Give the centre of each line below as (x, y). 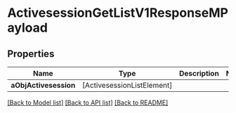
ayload (27, 28)
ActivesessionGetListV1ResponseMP (118, 13)
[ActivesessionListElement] (127, 85)
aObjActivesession (43, 85)
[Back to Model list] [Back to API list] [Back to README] (88, 102)
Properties (31, 54)
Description (199, 73)
